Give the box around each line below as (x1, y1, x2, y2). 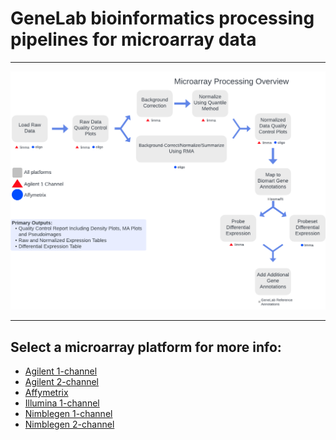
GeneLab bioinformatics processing (10, 7, 315, 30)
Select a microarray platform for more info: (10, 338, 282, 356)
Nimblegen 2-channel (24, 418, 115, 431)
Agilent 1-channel (24, 365, 98, 377)
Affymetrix (24, 387, 69, 399)
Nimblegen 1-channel (24, 408, 113, 420)
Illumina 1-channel (24, 397, 100, 409)
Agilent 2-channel (24, 376, 99, 388)
